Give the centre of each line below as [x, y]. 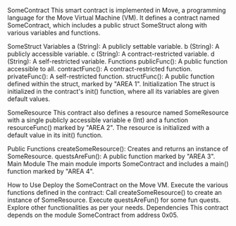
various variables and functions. [54, 32]
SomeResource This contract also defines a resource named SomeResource [118, 113]
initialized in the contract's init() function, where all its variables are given [113, 91]
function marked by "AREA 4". [51, 171]
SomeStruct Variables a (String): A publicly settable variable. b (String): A [113, 46]
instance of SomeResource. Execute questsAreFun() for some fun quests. [114, 200]
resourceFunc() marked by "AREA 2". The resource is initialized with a [108, 127]
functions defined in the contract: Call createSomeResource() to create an [114, 192]
